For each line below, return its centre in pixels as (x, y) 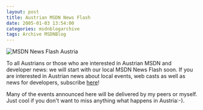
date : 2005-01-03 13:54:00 (40, 23)
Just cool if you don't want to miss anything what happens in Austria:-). (95, 101)
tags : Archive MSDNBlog (36, 34)
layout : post (23, 12)
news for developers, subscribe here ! (53, 83)
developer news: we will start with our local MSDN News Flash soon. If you (100, 70)
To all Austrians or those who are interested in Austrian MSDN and (89, 63)
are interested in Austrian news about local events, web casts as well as (96, 76)
